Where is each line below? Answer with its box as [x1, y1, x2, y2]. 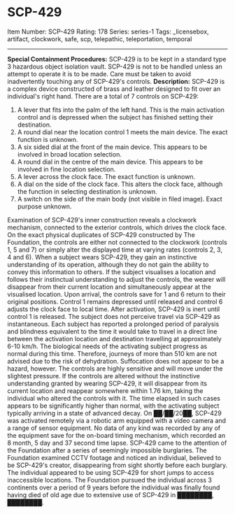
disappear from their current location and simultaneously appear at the [7, 283, 211, 291]
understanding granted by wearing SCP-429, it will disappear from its [7, 379, 208, 387]
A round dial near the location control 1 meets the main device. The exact [17, 127, 228, 136]
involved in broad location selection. [17, 150, 122, 158]
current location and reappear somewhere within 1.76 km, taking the [7, 386, 204, 395]
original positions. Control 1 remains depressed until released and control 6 [7, 297, 223, 306]
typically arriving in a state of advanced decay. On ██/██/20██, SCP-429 [7, 408, 222, 417]
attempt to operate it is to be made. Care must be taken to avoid [7, 69, 191, 78]
